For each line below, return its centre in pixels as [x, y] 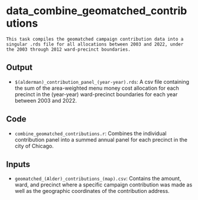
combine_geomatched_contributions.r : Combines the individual [90, 133]
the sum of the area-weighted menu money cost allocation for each [97, 88]
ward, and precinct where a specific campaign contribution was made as [103, 185]
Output [19, 68]
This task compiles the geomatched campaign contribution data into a [95, 39]
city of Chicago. [34, 146]
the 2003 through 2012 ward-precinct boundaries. [69, 49]
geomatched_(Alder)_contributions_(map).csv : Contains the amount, [98, 179]
